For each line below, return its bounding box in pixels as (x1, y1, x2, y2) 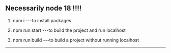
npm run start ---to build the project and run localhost (12, 27, 126, 33)
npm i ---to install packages (12, 17, 71, 23)
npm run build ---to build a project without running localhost (12, 37, 139, 43)
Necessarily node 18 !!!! (5, 4, 82, 13)
